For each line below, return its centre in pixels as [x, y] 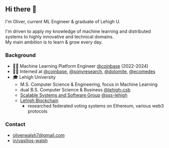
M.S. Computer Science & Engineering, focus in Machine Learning [89, 84]
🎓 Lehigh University [34, 77]
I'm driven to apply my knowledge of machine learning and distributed [78, 31]
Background [21, 55]
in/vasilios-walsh [30, 141]
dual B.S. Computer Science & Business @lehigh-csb [75, 90]
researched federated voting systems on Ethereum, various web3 [96, 106]
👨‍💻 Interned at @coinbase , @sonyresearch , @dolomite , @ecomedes [84, 72]
